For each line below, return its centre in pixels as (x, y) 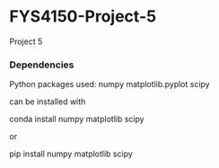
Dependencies (42, 65)
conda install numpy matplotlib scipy (77, 119)
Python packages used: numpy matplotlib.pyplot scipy (109, 84)
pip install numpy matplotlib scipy (71, 154)
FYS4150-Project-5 (83, 17)
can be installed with (48, 102)
